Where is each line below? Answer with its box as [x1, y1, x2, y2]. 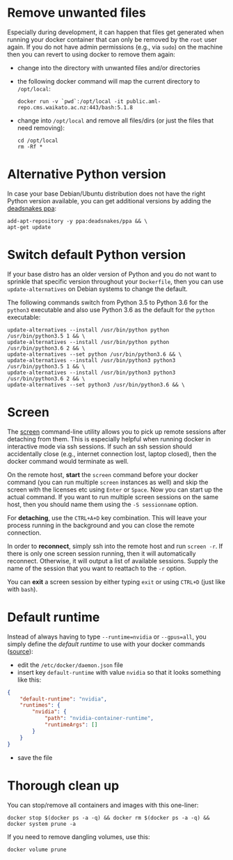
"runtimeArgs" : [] [44, 721, 98, 728]
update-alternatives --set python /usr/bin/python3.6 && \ [7, 350, 182, 358]
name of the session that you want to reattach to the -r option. [7, 564, 186, 572]
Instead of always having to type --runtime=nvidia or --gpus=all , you [7, 632, 207, 641]
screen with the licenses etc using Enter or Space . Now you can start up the [7, 485, 223, 494]
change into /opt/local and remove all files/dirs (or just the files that [17, 116, 214, 125]
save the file [17, 753, 53, 762]
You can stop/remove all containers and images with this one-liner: [7, 801, 199, 809]
